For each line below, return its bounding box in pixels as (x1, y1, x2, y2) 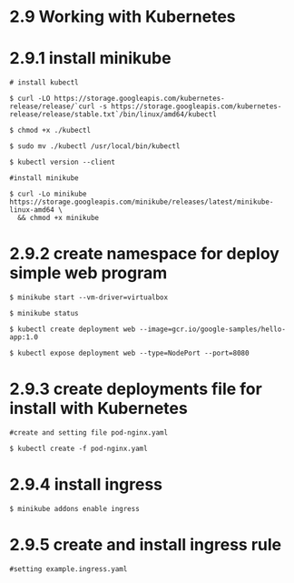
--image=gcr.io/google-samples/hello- (139, 325, 286, 334)
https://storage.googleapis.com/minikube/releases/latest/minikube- (9, 197, 274, 206)
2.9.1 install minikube (9, 48, 171, 69)
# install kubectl (9, 78, 79, 87)
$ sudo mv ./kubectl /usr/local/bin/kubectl (9, 142, 181, 151)
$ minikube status (9, 309, 79, 318)
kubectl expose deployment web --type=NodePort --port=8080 (17, 348, 250, 358)
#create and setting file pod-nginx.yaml (9, 428, 169, 437)
